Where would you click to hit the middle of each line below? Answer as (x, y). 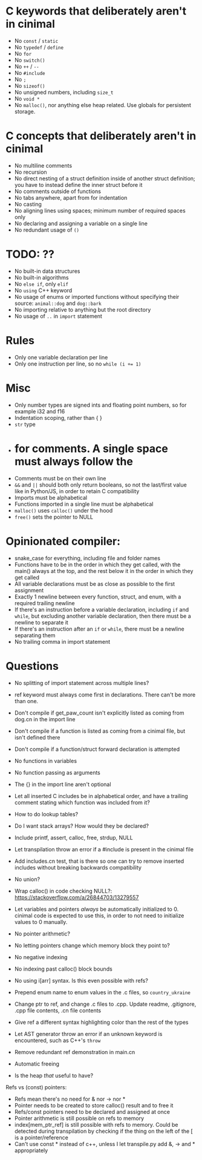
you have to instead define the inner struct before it (78, 185)
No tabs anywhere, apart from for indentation (71, 197)
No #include (30, 73)
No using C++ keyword (43, 290)
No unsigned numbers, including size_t (64, 92)
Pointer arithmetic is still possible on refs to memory (79, 1118)
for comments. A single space (91, 448)
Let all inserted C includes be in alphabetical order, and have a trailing (101, 796)
